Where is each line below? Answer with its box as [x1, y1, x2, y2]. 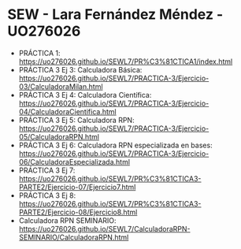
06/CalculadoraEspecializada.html [18, 157, 131, 166]
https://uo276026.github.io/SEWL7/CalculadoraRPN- [18, 224, 191, 233]
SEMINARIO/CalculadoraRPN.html [18, 232, 129, 242]
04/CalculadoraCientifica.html [18, 106, 117, 116]
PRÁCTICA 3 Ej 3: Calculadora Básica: [18, 65, 143, 74]
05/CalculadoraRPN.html [18, 132, 100, 141]
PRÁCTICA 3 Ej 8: [18, 191, 76, 200]
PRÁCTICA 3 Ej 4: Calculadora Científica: [18, 90, 152, 99]
